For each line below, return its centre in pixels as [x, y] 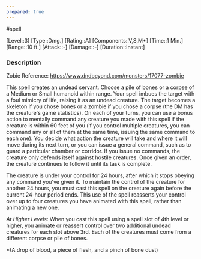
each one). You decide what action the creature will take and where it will [97, 138]
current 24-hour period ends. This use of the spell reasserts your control [96, 194]
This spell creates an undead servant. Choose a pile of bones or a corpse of [100, 87]
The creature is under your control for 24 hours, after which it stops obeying [100, 175]
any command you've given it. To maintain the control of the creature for [96, 181]
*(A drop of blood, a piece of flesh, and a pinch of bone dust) [82, 249]
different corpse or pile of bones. [47, 238]
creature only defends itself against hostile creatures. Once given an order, [99, 157]
